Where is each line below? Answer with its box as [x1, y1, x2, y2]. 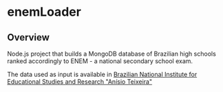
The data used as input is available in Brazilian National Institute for [7, 70, 198, 78]
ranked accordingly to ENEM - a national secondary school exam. [7, 57, 193, 65]
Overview [7, 32, 50, 43]
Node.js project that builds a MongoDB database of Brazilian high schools [7, 49, 217, 58]
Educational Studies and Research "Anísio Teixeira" [7, 78, 153, 86]
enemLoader [7, 4, 81, 20]
